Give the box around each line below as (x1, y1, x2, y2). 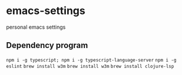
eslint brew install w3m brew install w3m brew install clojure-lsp (6, 63, 174, 69)
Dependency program (6, 40, 88, 50)
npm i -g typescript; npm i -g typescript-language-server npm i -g (6, 57, 177, 63)
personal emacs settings (6, 23, 66, 30)
